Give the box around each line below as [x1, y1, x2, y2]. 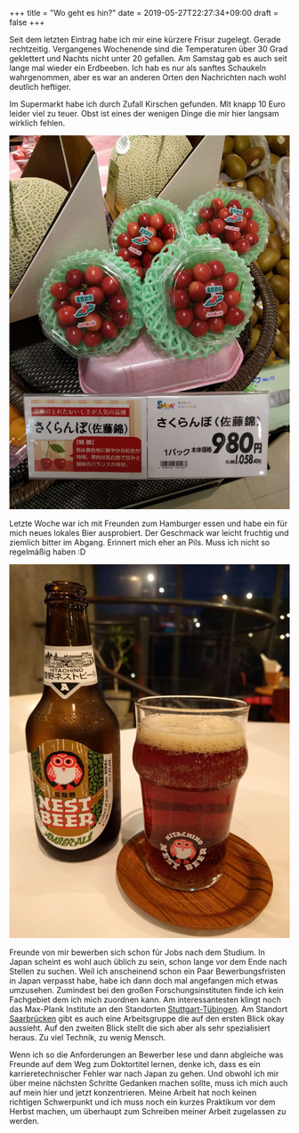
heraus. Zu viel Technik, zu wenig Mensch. [9, 1032, 166, 1042]
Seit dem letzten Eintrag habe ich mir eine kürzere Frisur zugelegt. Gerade [9, 35, 281, 45]
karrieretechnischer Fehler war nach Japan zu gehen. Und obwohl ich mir [9, 1068, 279, 1079]
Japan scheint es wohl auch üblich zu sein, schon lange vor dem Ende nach [9, 957, 287, 967]
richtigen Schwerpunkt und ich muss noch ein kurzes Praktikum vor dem [9, 1097, 276, 1107]
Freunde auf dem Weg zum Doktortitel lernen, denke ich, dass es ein [9, 1059, 261, 1069]
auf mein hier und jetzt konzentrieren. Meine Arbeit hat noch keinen [9, 1088, 257, 1097]
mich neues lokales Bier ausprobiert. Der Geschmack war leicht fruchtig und [9, 528, 289, 538]
